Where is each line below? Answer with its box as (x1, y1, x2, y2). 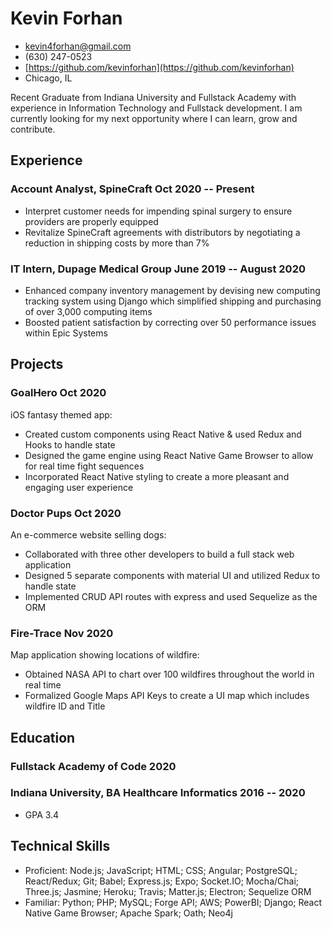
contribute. (10, 123, 56, 135)
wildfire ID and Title (24, 700, 106, 712)
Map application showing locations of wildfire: (10, 649, 200, 661)
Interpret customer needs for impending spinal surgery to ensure (24, 205, 293, 217)
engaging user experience (24, 481, 134, 493)
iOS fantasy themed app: (10, 408, 113, 421)
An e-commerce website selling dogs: (10, 528, 167, 541)
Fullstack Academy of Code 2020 (10, 759, 177, 773)
